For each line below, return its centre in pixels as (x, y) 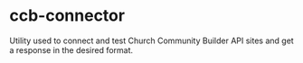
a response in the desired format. (71, 49)
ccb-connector (67, 16)
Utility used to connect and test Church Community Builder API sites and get (151, 40)
